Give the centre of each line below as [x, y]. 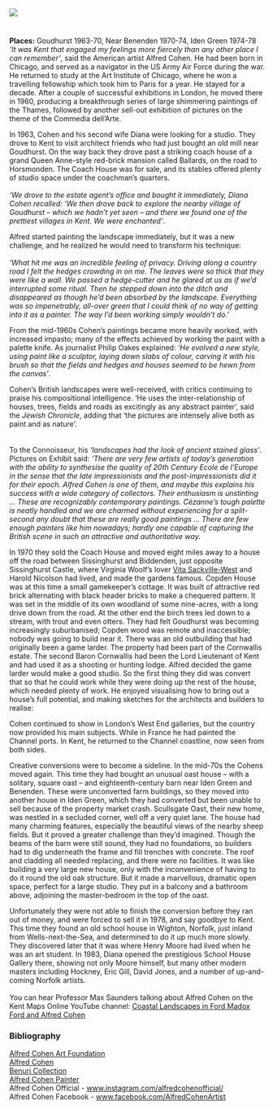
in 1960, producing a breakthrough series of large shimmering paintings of [134, 102]
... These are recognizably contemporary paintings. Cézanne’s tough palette [137, 502]
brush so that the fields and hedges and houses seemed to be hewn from [132, 365]
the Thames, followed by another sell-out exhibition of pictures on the [126, 110]
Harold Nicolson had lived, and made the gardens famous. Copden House [133, 578]
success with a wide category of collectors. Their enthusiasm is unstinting [134, 493]
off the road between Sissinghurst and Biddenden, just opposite [116, 561]
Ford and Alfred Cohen [48, 1015]
